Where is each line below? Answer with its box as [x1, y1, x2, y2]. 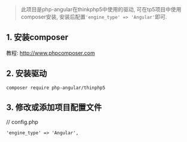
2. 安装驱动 [6, 69, 47, 79]
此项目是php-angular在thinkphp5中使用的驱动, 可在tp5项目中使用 [20, 6, 182, 13]
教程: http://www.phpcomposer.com [6, 49, 96, 56]
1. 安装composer [6, 32, 69, 42]
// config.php [6, 119, 39, 126]
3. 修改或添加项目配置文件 [6, 103, 102, 113]
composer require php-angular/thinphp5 [6, 85, 106, 91]
